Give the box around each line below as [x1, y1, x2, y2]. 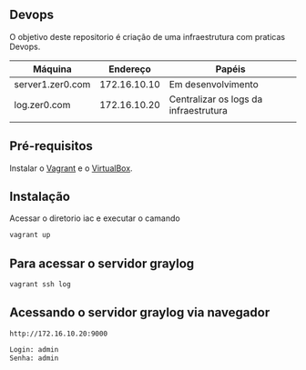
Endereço [108, 63, 152, 75]
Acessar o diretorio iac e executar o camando [9, 213, 180, 224]
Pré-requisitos [9, 138, 94, 154]
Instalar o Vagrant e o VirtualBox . [9, 163, 134, 174]
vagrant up [9, 231, 51, 240]
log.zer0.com [14, 98, 71, 111]
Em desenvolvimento [168, 77, 259, 90]
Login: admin [9, 345, 59, 354]
